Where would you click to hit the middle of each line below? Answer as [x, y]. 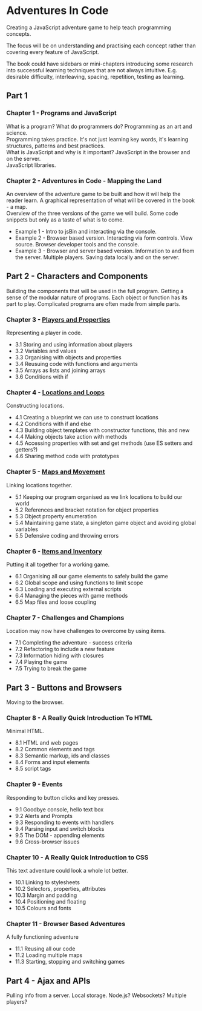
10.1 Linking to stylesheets [47, 882]
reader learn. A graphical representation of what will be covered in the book [101, 200]
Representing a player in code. [44, 333]
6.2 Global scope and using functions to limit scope [79, 583]
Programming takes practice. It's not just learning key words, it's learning [97, 139]
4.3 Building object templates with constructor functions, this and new [102, 430]
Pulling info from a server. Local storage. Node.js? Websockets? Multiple [96, 995]
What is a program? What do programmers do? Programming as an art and [99, 126]
